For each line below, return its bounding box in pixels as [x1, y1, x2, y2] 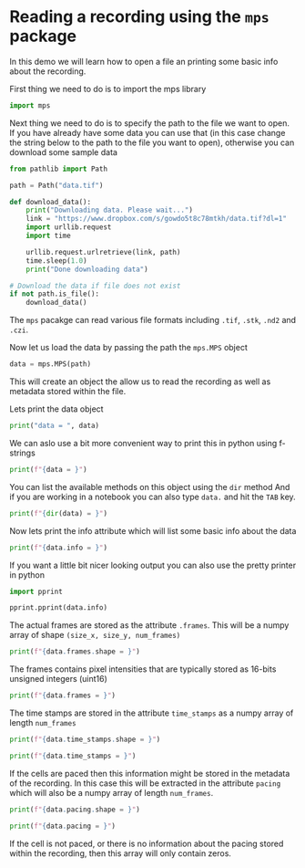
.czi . [9, 324, 29, 335]
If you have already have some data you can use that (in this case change [9, 127, 286, 138]
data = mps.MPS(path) [9, 360, 92, 369]
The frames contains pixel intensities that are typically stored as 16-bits [9, 664, 277, 675]
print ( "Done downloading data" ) [25, 265, 148, 274]
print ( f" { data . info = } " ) [9, 543, 107, 552]
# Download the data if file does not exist [9, 281, 181, 290]
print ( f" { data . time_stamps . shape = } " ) [9, 735, 161, 745]
